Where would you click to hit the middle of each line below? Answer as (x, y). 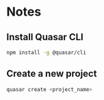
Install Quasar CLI (45, 37)
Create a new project (52, 74)
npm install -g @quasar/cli (47, 52)
